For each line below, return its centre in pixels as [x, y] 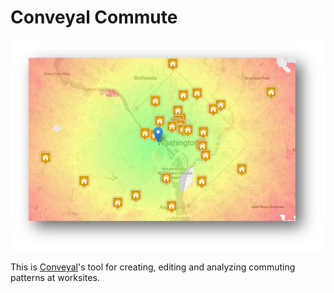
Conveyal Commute [94, 17]
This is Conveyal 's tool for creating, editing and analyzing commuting [153, 267]
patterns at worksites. [55, 278]
